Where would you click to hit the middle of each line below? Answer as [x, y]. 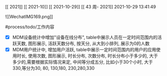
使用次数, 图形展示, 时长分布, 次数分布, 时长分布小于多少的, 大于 [93, 56]
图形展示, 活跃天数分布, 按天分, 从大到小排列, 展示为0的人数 [89, 43]
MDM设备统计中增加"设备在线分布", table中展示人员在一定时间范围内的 [85, 37]
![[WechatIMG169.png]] [29, 17]
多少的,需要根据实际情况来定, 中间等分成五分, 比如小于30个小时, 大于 [83, 62]
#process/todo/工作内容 [30, 27]
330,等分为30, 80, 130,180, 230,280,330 [53, 68]
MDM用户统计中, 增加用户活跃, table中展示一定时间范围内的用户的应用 [84, 50]
